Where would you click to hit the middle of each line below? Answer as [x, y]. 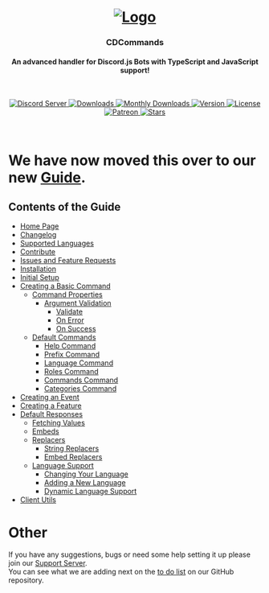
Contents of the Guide [65, 206]
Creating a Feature [51, 406]
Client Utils [38, 500]
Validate [69, 312]
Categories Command [80, 389]
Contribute [38, 252]
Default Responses [51, 414]
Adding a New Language [85, 483]
